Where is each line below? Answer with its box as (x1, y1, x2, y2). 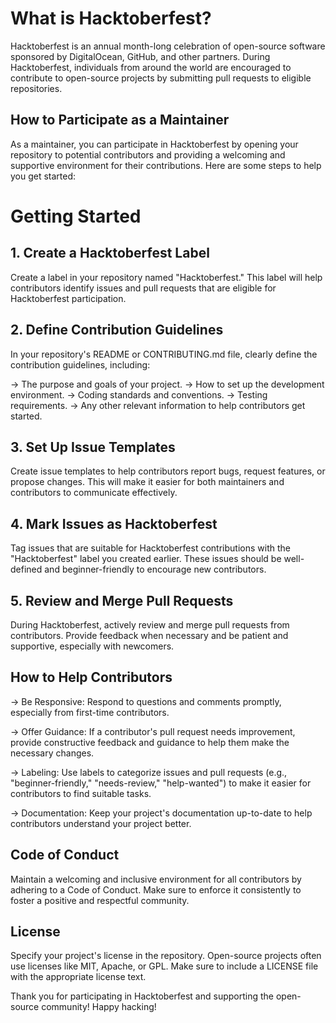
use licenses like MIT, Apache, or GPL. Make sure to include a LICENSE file (10, 960, 319, 972)
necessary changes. (10, 747, 95, 759)
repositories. (10, 82, 63, 94)
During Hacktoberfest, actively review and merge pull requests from (10, 619, 290, 631)
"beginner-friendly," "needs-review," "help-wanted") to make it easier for (10, 777, 312, 789)
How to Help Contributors (10, 669, 173, 686)
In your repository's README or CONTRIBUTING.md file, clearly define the (10, 348, 318, 360)
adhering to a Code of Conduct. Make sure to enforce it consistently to (10, 883, 302, 896)
